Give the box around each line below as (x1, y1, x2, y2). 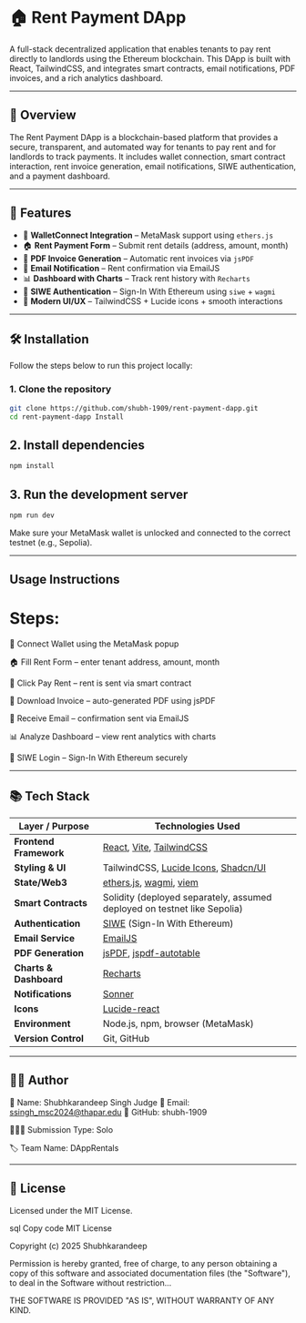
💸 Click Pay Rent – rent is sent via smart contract (9, 677, 192, 688)
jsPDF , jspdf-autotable (102, 946, 200, 959)
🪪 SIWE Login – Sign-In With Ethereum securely (9, 752, 189, 763)
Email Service (14, 931, 76, 944)
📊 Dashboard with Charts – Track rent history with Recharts (22, 272, 250, 283)
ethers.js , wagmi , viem (102, 876, 199, 889)
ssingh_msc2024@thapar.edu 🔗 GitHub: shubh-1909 (9, 1106, 208, 1117)
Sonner (102, 987, 135, 1000)
